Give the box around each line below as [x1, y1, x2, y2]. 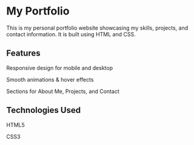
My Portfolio [6, 4, 70, 18]
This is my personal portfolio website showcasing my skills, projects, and [6, 24, 189, 31]
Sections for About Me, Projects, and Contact [6, 88, 120, 95]
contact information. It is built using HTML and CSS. [6, 30, 136, 37]
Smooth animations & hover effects [6, 76, 94, 83]
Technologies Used [6, 105, 81, 115]
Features [6, 48, 41, 59]
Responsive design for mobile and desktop [6, 64, 113, 71]
